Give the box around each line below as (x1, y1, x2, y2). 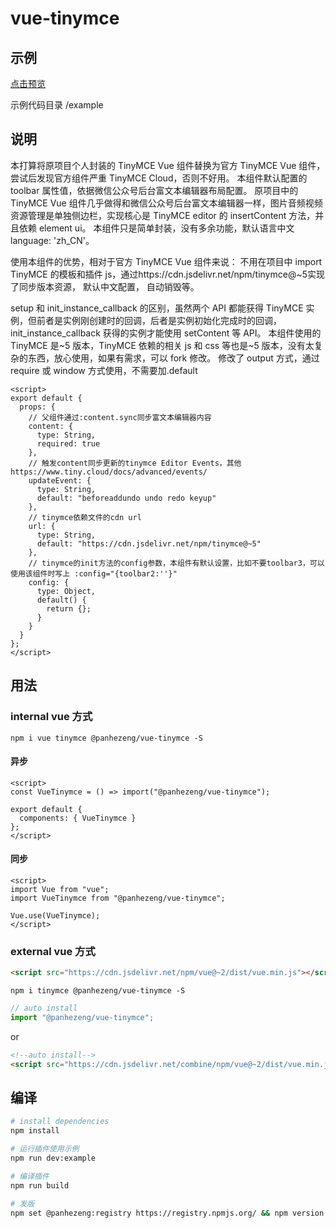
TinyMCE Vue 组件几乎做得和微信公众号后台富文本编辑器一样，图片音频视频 (10, 197, 323, 209)
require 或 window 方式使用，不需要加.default (10, 364, 198, 376)
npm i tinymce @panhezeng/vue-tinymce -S (10, 986, 186, 996)
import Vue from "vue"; (10, 884, 110, 894)
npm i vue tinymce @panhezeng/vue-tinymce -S (10, 733, 203, 743)
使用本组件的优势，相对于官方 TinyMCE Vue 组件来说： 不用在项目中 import (10, 255, 323, 267)
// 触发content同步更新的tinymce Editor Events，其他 (28, 458, 242, 468)
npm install (10, 1126, 60, 1136)
